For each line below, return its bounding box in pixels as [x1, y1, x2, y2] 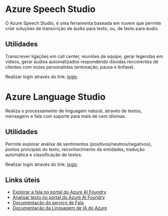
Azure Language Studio [5, 91, 106, 102]
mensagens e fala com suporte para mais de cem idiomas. [5, 113, 127, 119]
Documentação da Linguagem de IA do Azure [12, 205, 107, 211]
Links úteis [5, 175, 40, 184]
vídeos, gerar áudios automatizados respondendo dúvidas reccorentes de [5, 59, 158, 65]
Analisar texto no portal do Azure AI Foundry [12, 194, 105, 200]
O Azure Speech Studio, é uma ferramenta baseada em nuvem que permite [5, 20, 161, 26]
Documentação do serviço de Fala [12, 199, 84, 206]
